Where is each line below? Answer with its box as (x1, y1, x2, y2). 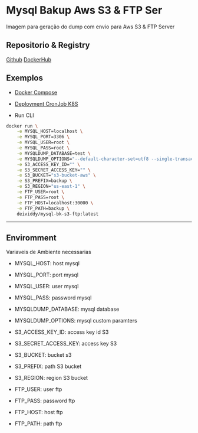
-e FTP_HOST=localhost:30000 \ (16, 200, 94, 206)
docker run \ (6, 123, 38, 129)
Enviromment (6, 233, 57, 243)
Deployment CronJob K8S (14, 100, 78, 107)
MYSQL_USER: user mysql (14, 283, 79, 290)
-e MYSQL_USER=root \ (16, 139, 70, 145)
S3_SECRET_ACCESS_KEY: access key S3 (14, 340, 117, 347)
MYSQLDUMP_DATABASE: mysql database (14, 305, 120, 313)
